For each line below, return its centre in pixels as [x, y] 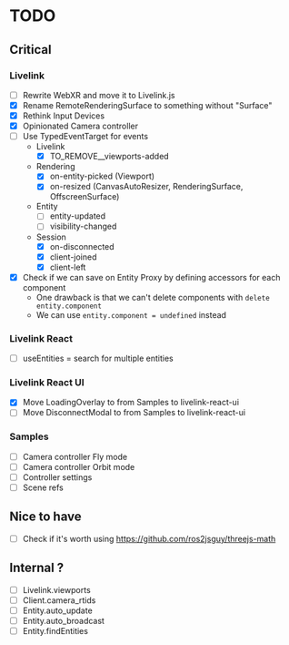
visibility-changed [83, 226]
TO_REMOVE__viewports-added [110, 157]
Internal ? [37, 568]
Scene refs [43, 487]
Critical [30, 50]
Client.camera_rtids [59, 600]
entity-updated [78, 216]
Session [51, 237]
